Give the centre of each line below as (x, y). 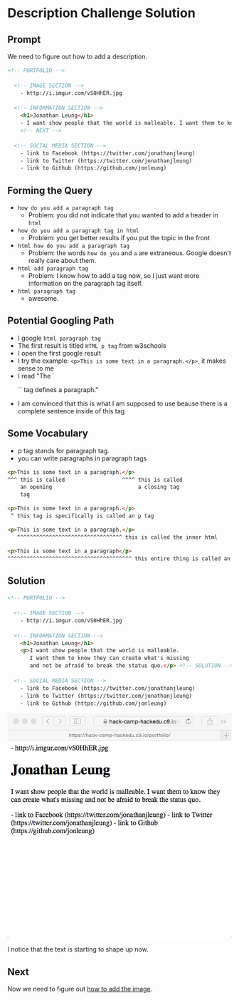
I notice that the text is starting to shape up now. (78, 949)
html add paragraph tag (53, 269)
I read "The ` (36, 376)
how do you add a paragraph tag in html (78, 231)
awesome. (43, 299)
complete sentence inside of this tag (71, 411)
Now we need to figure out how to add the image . (80, 989)
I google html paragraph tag (59, 338)
